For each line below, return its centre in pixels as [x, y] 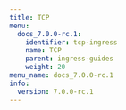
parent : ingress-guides [70, 59]
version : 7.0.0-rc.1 [55, 91]
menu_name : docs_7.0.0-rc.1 [62, 75]
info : [19, 83]
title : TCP [29, 17]
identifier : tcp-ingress [71, 42]
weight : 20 [46, 67]
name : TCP [44, 51]
